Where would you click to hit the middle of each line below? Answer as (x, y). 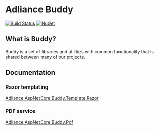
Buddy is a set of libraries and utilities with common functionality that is (80, 51)
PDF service (21, 111)
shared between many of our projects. (45, 57)
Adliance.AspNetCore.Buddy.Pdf (39, 122)
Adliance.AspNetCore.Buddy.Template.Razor (52, 98)
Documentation (30, 73)
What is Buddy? (31, 39)
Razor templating (27, 87)
